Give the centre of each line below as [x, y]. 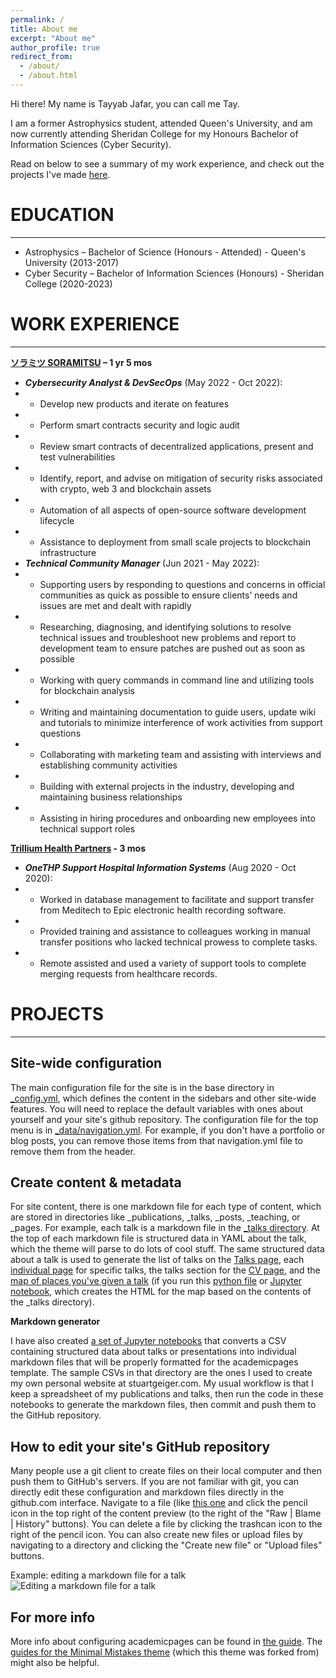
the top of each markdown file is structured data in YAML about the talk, [158, 1238]
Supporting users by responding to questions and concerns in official [182, 584]
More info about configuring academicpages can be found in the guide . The [166, 1641]
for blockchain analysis [87, 690]
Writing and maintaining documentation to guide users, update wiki [178, 712]
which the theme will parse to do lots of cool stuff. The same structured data [167, 1249]
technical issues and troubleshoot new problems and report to [168, 637]
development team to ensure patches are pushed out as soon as [172, 648]
